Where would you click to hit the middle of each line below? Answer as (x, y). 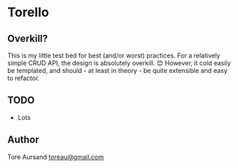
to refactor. (24, 78)
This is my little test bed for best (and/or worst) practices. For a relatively (114, 55)
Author (23, 140)
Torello (28, 12)
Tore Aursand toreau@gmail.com (56, 157)
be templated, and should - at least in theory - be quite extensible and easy (118, 71)
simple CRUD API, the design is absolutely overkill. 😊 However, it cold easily (119, 63)
